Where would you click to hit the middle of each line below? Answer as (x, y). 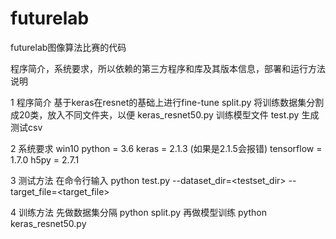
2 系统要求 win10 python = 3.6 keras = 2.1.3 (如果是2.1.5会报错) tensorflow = (166, 148)
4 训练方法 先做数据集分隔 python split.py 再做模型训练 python (138, 212)
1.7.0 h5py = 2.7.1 (45, 159)
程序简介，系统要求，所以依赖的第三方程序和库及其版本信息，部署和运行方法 (168, 68)
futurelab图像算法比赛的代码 (68, 47)
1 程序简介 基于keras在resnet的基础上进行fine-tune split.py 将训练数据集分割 (167, 102)
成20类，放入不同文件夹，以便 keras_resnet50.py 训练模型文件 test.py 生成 (165, 114)
